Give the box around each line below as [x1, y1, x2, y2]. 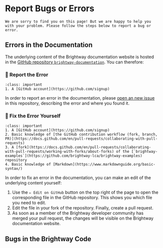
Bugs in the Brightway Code [5, 235, 91, 243]
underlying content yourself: [5, 180, 62, 186]
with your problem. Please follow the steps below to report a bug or [5, 23, 151, 28]
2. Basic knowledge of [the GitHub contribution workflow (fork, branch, [5, 132, 158, 137]
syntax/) [5, 166, 23, 171]
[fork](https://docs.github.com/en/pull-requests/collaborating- [16, 145, 151, 150]
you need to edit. [12, 200, 46, 206]
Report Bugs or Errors [5, 3, 95, 14]
